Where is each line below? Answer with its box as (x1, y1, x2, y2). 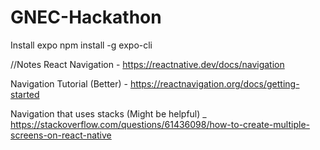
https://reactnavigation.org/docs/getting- (129, 77, 300, 90)
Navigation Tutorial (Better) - (10, 77, 128, 90)
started (10, 88, 40, 100)
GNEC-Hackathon (10, 6, 162, 29)
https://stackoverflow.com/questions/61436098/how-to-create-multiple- (10, 118, 310, 130)
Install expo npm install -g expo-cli (10, 39, 153, 51)
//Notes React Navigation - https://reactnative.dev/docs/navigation (10, 58, 285, 70)
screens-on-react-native (10, 129, 112, 141)
